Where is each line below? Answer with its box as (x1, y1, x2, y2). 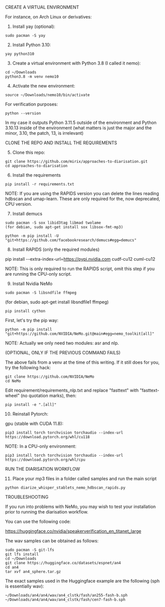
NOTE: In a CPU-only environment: (5, 443, 77, 449)
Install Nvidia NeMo (12, 281, 53, 287)
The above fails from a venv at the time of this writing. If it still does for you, (5, 359, 160, 365)
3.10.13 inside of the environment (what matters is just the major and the (5, 125, 152, 131)
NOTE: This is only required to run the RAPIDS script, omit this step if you (5, 266, 155, 272)
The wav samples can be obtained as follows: (5, 538, 99, 544)
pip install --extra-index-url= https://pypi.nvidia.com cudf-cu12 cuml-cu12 (5, 256, 156, 262)
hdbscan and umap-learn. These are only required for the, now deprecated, (5, 196, 161, 202)
